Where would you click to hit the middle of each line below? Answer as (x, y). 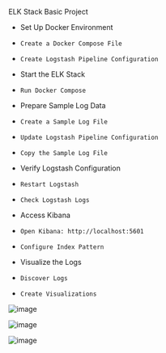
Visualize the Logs (51, 262)
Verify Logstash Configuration (70, 168)
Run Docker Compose (53, 90)
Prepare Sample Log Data (63, 105)
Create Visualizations (58, 294)
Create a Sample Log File (64, 122)
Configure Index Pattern (62, 247)
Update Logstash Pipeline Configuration (89, 137)
